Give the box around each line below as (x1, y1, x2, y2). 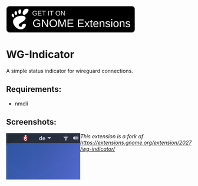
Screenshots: (6, 117, 57, 127)
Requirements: (6, 84, 62, 94)
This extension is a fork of (80, 132, 144, 139)
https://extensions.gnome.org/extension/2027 (80, 139, 192, 146)
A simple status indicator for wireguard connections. (6, 68, 134, 75)
